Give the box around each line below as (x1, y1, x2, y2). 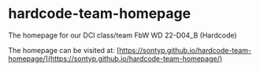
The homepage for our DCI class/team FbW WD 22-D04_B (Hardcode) (8, 30, 238, 40)
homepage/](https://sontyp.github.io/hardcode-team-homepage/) (8, 54, 223, 63)
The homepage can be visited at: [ (8, 45, 120, 55)
